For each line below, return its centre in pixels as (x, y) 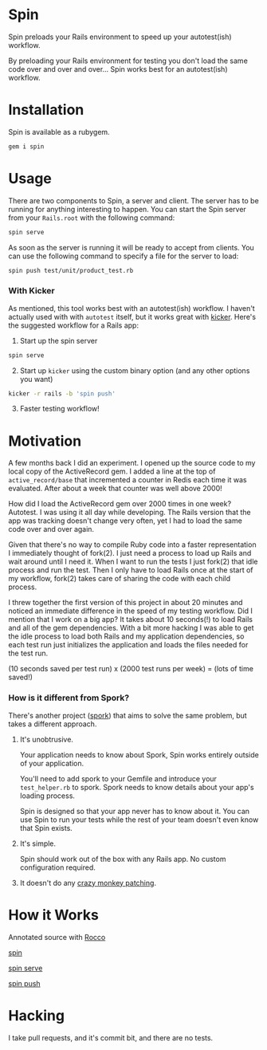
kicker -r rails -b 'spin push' (62, 393)
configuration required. (57, 867)
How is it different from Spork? (69, 698)
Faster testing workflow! (59, 409)
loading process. (47, 796)
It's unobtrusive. (47, 739)
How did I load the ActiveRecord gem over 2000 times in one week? (120, 504)
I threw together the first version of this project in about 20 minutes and (126, 603)
